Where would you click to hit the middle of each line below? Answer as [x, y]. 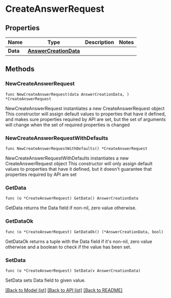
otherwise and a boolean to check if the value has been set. [68, 247]
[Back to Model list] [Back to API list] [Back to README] [64, 290]
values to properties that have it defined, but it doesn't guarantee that [79, 169]
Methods [20, 69]
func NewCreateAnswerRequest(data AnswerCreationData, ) [67, 94]
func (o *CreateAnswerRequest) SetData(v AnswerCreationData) [73, 271]
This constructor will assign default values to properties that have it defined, [86, 114]
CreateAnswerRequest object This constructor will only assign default [79, 163]
